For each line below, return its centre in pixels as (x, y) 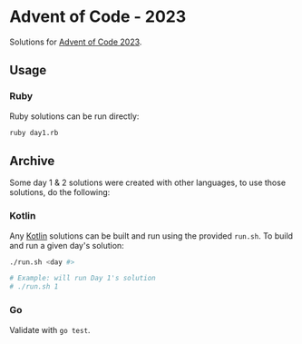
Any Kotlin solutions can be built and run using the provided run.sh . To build (151, 236)
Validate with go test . (50, 329)
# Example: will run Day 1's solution (83, 279)
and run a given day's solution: (67, 245)
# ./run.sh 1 (34, 287)
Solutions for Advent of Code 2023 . (76, 42)
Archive (32, 161)
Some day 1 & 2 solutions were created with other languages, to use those (148, 182)
